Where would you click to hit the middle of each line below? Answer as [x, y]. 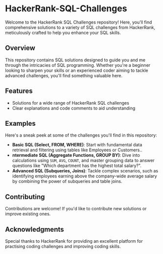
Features [19, 91]
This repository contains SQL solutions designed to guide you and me [75, 60]
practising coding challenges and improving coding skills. [63, 246]
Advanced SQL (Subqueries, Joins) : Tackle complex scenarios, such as [85, 171]
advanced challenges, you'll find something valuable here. [64, 75]
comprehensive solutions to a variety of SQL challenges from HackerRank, [80, 27]
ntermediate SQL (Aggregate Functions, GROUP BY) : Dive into [76, 155]
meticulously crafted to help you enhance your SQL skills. [63, 32]
